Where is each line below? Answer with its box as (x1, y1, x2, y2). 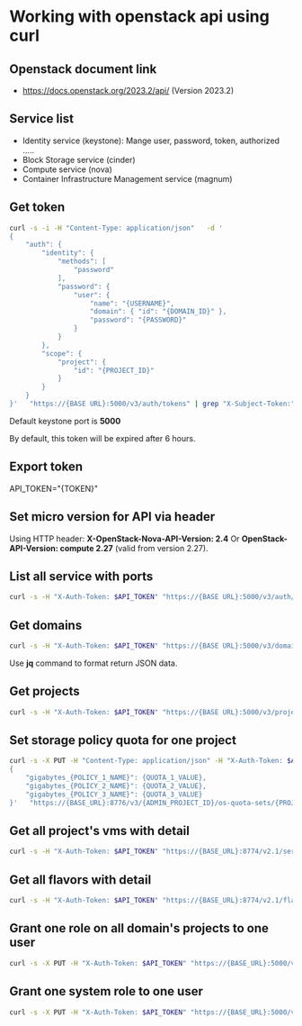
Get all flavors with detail (9, 872, 152, 887)
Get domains (9, 617, 83, 632)
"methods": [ (57, 257, 106, 267)
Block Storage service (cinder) (22, 154, 137, 165)
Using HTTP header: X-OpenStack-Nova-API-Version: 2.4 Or (9, 533, 240, 544)
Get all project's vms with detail (9, 823, 191, 839)
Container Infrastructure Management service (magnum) (22, 173, 233, 184)
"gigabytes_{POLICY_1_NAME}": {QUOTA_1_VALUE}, (25, 773, 207, 783)
